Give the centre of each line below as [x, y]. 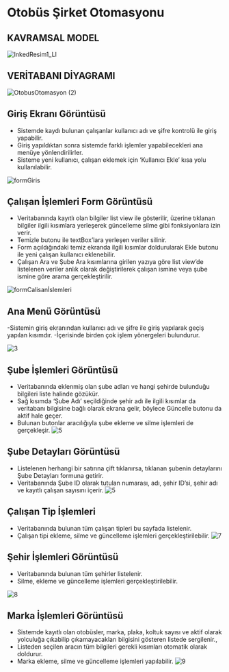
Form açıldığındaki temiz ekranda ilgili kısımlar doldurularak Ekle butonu [118, 248]
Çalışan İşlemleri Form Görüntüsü [80, 202]
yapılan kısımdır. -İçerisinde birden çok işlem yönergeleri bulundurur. [104, 335]
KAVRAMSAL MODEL [53, 38]
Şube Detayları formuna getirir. [60, 475]
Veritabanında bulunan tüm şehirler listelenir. [80, 573]
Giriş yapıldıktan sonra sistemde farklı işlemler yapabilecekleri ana [110, 145]
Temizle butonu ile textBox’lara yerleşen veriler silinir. [92, 240]
